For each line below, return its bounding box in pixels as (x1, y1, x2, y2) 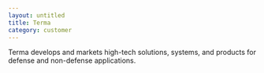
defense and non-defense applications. (8, 56, 136, 65)
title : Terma (8, 19, 51, 27)
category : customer (8, 26, 73, 34)
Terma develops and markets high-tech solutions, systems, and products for (8, 48, 256, 57)
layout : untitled (8, 11, 65, 20)
